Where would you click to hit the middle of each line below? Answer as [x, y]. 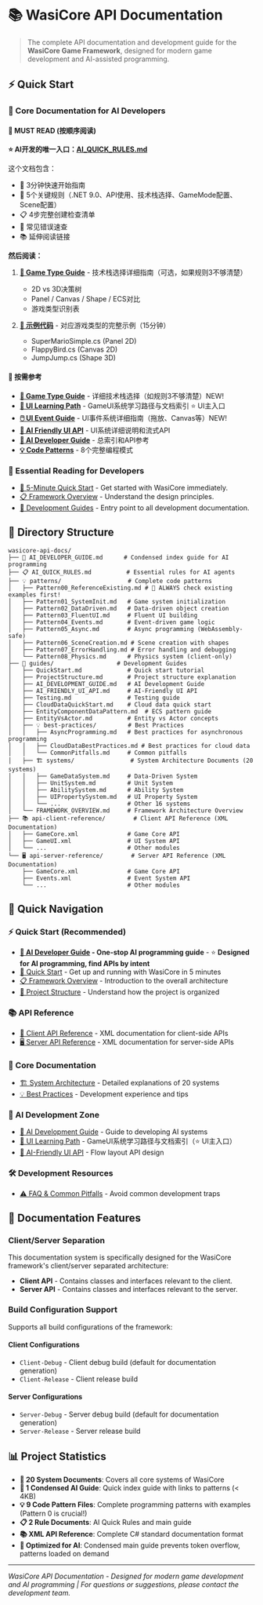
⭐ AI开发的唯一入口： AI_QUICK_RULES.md [78, 149]
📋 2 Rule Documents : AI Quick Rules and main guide [105, 1522]
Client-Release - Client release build [79, 1379]
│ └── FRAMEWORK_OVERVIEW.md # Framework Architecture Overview [126, 810]
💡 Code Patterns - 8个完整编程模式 [76, 450]
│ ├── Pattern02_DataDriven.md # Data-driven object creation [119, 608]
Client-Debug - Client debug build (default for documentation [118, 1362]
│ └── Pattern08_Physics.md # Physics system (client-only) [121, 656]
